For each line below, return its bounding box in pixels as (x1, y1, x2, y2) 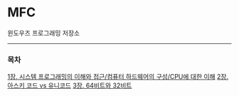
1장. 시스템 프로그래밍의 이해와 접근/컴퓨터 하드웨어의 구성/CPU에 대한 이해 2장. (7, 73, 229, 81)
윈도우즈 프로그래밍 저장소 (7, 28, 80, 37)
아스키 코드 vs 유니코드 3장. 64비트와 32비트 (7, 81, 132, 90)
